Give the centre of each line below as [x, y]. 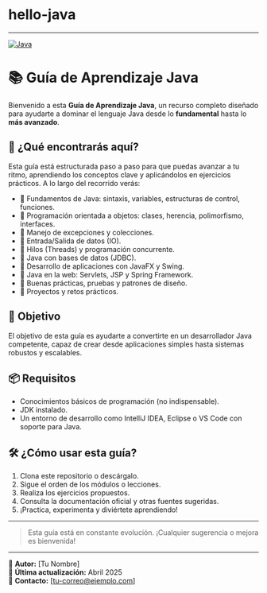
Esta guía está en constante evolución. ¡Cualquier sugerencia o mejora [143, 533]
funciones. [37, 207]
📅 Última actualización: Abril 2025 [66, 572]
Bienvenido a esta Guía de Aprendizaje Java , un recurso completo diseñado [133, 105]
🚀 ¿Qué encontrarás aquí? [74, 147]
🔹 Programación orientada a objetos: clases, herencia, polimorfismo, [132, 215]
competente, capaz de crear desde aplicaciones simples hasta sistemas [126, 344]
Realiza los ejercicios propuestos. [75, 493]
